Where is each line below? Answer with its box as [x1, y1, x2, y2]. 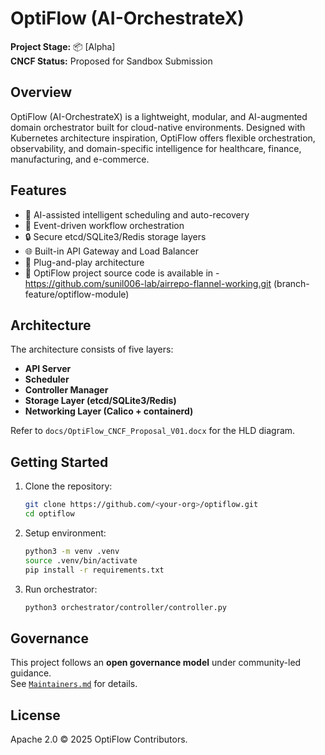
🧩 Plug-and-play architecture [24, 256, 145, 268]
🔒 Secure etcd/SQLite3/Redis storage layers [24, 230, 207, 242]
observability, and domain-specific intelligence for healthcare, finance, [10, 142, 302, 154]
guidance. [10, 667, 52, 679]
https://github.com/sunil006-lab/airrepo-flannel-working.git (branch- [24, 277, 310, 289]
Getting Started [10, 453, 109, 471]
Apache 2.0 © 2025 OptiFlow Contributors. [10, 733, 188, 746]
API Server [24, 363, 72, 375]
